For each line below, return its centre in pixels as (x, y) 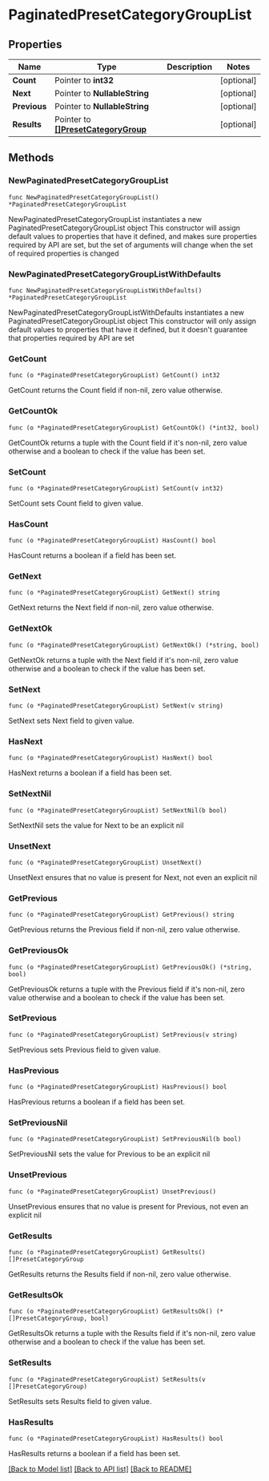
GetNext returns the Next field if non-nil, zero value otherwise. (111, 607)
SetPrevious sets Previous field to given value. (85, 1049)
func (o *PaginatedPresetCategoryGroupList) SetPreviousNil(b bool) (125, 1140)
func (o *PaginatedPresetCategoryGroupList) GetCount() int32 (114, 375)
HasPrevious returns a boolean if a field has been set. (97, 1102)
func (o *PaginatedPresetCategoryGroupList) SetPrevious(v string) (123, 1035)
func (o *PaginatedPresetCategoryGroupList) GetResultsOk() (111, 1312)
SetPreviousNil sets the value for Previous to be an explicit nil (109, 1154)
